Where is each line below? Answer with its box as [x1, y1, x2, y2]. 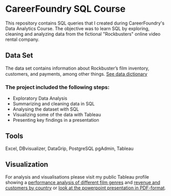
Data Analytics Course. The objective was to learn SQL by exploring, [5, 25, 150, 31]
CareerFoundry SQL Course [5, 3, 126, 15]
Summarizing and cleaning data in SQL [12, 101, 95, 107]
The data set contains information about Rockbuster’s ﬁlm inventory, [5, 65, 149, 71]
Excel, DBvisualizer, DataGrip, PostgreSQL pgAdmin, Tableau [5, 145, 134, 151]
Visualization [5, 160, 49, 169]
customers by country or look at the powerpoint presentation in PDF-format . [5, 185, 166, 191]
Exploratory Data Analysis [12, 95, 68, 101]
